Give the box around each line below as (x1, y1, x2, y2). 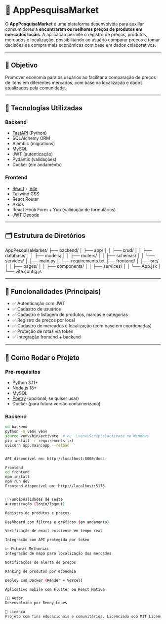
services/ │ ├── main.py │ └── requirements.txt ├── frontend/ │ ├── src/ (5, 258, 159, 264)
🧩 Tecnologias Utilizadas (5, 104, 83, 112)
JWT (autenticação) (12, 151, 53, 157)
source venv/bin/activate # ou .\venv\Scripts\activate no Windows (5, 434, 149, 439)
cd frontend (5, 469, 30, 475)
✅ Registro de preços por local (12, 317, 75, 323)
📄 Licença (5, 610, 26, 615)
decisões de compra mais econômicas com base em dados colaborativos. (5, 42, 157, 48)
